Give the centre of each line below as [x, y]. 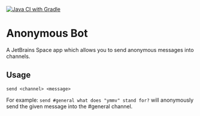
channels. [18, 56]
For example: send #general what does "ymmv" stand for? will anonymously [100, 100]
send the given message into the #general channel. [69, 106]
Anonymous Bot [47, 33]
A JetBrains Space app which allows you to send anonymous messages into [100, 50]
